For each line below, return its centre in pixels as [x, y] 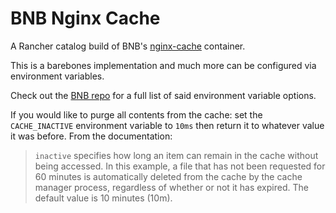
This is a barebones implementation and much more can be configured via [163, 65]
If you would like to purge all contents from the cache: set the [136, 114]
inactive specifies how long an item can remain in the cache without [176, 155]
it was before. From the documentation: [91, 136]
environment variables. [57, 76]
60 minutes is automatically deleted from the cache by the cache [168, 176]
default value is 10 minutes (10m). [103, 198]
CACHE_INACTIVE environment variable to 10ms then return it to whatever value [167, 125]
